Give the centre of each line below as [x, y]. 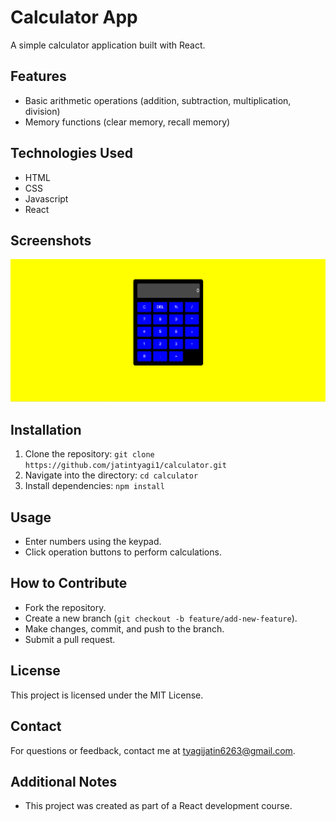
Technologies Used [71, 153]
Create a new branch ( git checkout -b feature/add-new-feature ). [161, 618]
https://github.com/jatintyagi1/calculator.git [125, 466]
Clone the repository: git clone [89, 454]
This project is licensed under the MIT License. [107, 695]
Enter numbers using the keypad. [93, 542]
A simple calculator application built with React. [108, 45]
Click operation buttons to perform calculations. [123, 552]
